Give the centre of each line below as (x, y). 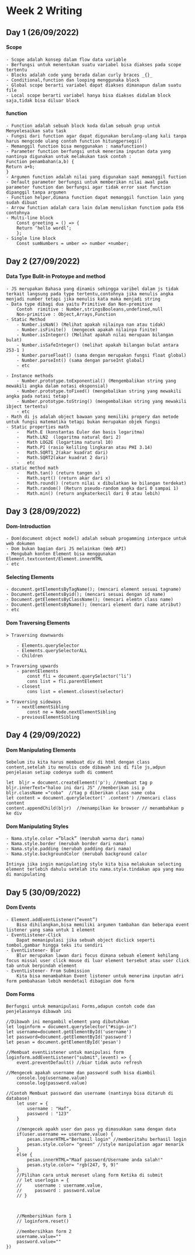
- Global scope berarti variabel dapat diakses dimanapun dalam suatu (94, 85)
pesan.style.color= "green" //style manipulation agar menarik (105, 1144)
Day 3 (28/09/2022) (43, 511)
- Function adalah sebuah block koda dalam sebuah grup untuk (83, 126)
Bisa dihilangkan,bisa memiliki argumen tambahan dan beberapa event (103, 925)
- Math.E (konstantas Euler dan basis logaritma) (81, 432)
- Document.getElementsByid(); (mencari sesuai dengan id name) (86, 595)
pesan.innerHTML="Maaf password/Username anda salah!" (95, 1160)
